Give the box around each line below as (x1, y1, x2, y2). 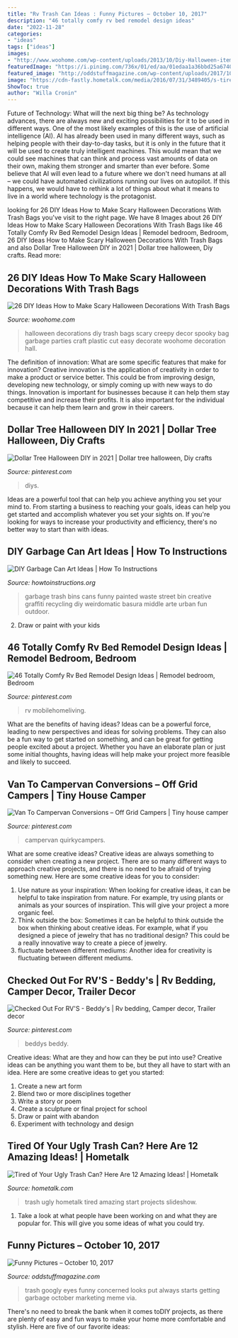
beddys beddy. (24, 1039, 69, 1048)
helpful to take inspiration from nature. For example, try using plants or (17, 894, 224, 902)
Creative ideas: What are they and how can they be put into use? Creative (7, 1053, 222, 1061)
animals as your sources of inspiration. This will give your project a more (17, 901, 229, 909)
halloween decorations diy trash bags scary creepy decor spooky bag (24, 329, 229, 337)
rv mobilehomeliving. (24, 706, 86, 715)
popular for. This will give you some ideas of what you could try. (17, 1219, 205, 1227)
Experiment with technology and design (17, 1119, 134, 1128)
